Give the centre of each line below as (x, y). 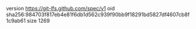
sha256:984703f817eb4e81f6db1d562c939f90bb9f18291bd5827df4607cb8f (98, 14)
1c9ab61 (16, 21)
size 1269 (39, 21)
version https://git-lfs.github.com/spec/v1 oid (61, 8)
